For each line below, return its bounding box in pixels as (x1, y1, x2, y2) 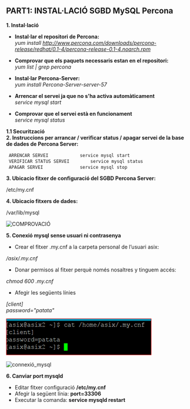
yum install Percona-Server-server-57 (14, 81, 108, 88)
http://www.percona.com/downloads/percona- (42, 39, 157, 46)
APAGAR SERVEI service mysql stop (8, 164, 128, 170)
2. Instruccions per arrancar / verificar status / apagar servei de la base (6, 134, 184, 141)
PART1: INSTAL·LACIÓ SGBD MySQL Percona (6, 6, 174, 16)
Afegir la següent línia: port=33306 (14, 390, 102, 397)
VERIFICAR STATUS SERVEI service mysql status (8, 158, 144, 164)
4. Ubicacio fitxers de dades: (6, 197, 78, 204)
